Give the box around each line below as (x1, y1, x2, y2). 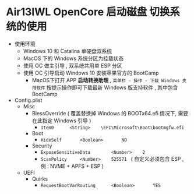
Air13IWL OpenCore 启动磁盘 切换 (6, 5, 170, 19)
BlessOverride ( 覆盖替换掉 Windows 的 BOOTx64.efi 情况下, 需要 (31, 110, 189, 117)
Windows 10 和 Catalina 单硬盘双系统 (23, 47, 112, 54)
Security (31, 142, 52, 149)
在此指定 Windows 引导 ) (31, 117, 91, 124)
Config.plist (14, 97, 43, 104)
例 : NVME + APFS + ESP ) (40, 163, 104, 170)
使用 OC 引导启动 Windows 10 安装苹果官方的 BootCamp (23, 69, 159, 76)
